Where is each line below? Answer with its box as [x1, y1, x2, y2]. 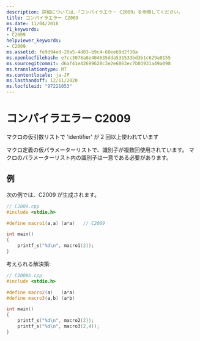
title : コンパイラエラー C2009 [6, 15, 79, 21]
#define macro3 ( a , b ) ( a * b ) [6, 295, 75, 301]
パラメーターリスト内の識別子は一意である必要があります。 [22, 154, 172, 161]
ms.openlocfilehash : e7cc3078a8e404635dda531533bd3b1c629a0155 [6, 55, 171, 61]
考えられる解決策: [6, 260, 51, 267]
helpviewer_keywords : [6, 37, 62, 44]
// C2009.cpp [6, 203, 40, 210]
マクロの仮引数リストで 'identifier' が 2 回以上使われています [6, 133, 159, 140]
